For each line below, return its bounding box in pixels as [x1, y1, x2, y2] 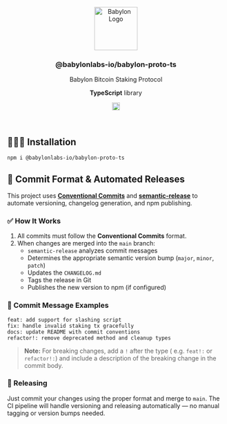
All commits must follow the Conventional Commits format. [17, 232, 187, 240]
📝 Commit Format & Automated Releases [7, 173, 185, 185]
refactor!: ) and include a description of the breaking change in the [23, 353, 217, 362]
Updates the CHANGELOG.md [27, 268, 101, 277]
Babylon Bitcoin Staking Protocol [69, 75, 163, 84]
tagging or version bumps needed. [7, 409, 106, 417]
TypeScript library [89, 89, 143, 97]
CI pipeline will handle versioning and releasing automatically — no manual [7, 401, 219, 409]
